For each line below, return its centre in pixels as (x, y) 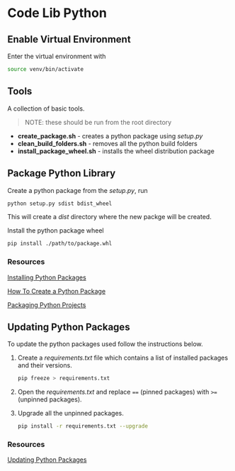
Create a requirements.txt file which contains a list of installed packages (123, 358)
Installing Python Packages (47, 277)
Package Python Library (62, 173)
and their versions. (45, 365)
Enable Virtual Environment (69, 39)
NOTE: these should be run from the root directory (98, 122)
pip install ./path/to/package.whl (60, 244)
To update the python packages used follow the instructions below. (105, 344)
